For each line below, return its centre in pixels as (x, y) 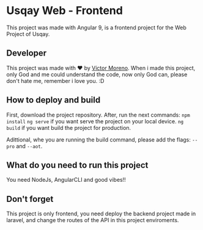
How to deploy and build (54, 100)
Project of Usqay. (28, 34)
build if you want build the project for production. (69, 128)
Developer (27, 53)
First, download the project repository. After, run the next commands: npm (98, 115)
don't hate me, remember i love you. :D (55, 81)
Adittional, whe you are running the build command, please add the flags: (99, 139)
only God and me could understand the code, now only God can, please (97, 74)
